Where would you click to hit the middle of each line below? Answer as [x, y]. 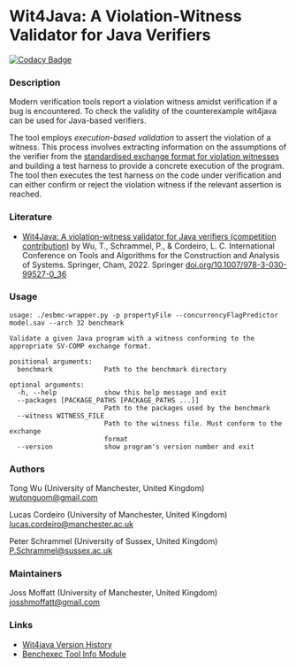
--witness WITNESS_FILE [61, 416]
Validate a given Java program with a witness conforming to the [132, 338]
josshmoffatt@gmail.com [54, 602]
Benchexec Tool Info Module [74, 654]
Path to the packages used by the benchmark [187, 408]
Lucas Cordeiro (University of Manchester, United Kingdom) [118, 515]
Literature [31, 217]
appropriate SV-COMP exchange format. [80, 346]
